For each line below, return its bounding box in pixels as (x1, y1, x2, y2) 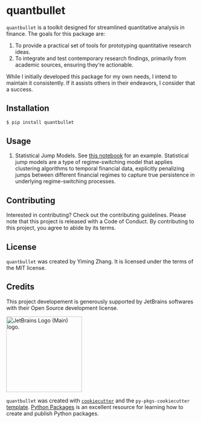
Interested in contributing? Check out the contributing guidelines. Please (6, 211, 187, 218)
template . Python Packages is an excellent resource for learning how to (6, 403, 183, 410)
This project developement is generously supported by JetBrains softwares (6, 298, 194, 305)
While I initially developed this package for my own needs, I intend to (6, 73, 177, 80)
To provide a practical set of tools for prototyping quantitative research (14, 42, 191, 49)
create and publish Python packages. (6, 410, 99, 417)
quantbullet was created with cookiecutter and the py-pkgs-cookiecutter (6, 397, 190, 404)
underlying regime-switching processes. (14, 178, 116, 185)
